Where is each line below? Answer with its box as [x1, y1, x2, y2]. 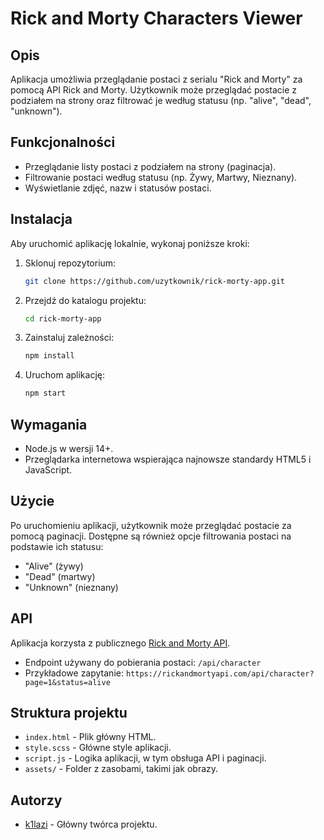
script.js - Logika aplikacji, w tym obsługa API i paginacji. [24, 752, 267, 764]
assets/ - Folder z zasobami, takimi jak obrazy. [24, 763, 219, 775]
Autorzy [10, 792, 63, 809]
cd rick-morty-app [24, 313, 102, 324]
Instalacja [10, 211, 73, 228]
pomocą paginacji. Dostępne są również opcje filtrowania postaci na [10, 530, 292, 542]
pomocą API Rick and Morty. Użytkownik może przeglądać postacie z [10, 84, 298, 96]
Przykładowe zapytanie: [24, 667, 124, 679]
